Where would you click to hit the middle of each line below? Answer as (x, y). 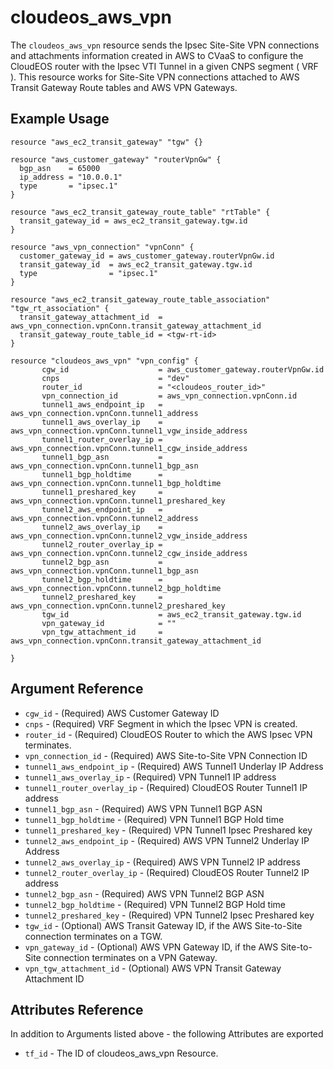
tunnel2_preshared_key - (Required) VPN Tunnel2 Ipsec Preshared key (169, 915)
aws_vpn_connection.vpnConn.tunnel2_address (104, 518)
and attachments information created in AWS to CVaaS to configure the (157, 55)
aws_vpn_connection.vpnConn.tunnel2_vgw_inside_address (129, 536)
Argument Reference (77, 689)
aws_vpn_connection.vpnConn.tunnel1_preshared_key (118, 501)
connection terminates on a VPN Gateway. (130, 957)
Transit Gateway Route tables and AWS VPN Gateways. (124, 87)
